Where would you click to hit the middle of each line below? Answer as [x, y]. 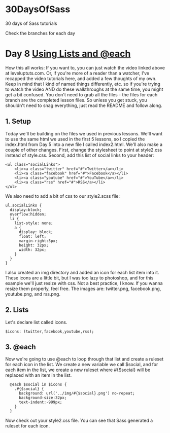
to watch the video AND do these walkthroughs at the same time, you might [84, 89]
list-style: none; [34, 223]
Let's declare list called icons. [36, 322]
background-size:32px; [43, 398]
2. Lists [17, 310]
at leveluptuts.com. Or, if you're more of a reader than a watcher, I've [77, 73]
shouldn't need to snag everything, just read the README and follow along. [84, 105]
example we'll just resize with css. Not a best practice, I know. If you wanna [84, 283]
